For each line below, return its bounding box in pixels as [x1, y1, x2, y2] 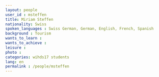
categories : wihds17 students [5, 54, 70, 60]
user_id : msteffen [5, 12, 47, 17]
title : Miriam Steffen [5, 17, 54, 22]
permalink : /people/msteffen [5, 64, 70, 69]
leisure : [5, 45, 26, 50]
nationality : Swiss [5, 21, 47, 27]
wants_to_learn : [5, 36, 42, 41]
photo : [5, 50, 22, 55]
